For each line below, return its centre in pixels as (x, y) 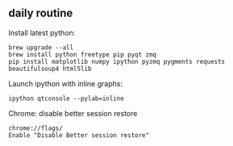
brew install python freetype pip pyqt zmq (83, 54)
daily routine (41, 13)
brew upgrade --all (41, 48)
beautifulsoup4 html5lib (50, 69)
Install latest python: (42, 32)
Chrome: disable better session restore (73, 113)
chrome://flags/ (35, 128)
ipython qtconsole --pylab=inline (67, 98)
